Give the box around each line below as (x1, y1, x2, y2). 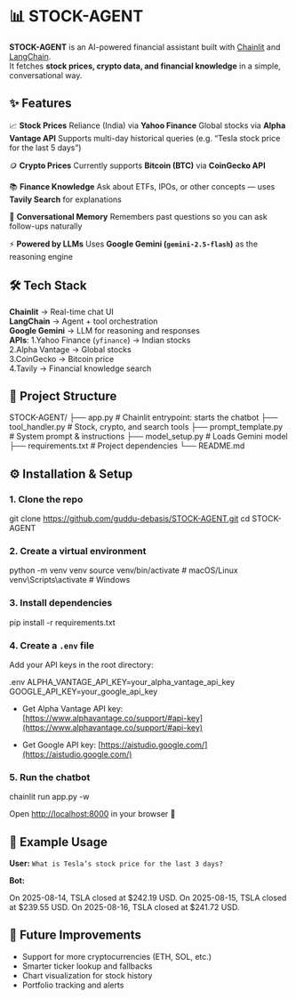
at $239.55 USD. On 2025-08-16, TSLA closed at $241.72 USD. (9, 902, 240, 913)
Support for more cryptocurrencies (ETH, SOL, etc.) (21, 951, 212, 962)
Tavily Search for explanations (9, 194, 122, 205)
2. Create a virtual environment (9, 544, 147, 557)
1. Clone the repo (9, 493, 84, 505)
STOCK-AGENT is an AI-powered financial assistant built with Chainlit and (9, 41, 281, 52)
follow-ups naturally (9, 221, 83, 231)
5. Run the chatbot (9, 770, 91, 783)
